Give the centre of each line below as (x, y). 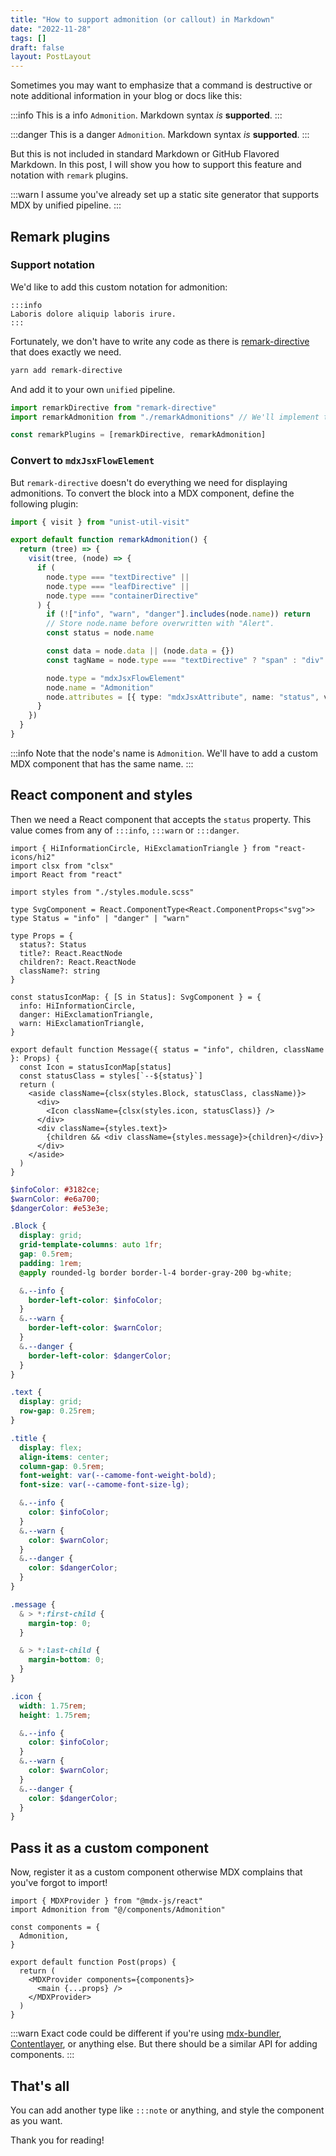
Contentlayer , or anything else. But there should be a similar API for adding (164, 2044)
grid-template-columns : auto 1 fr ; (91, 1245)
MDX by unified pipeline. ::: (66, 205)
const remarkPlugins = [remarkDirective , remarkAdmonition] (138, 435)
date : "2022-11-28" (51, 29)
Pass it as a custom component (110, 1847)
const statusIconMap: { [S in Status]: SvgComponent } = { (136, 997)
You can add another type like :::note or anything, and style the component (167, 2110)
